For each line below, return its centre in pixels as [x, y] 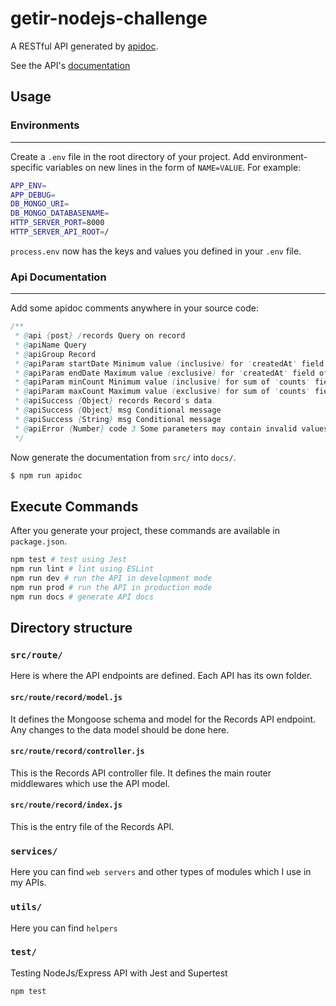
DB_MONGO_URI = [40, 204]
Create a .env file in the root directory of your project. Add [130, 156]
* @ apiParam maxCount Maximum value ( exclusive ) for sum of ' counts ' [162, 392]
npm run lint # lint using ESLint [82, 569]
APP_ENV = [28, 185]
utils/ [26, 907]
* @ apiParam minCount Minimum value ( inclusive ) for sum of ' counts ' [162, 382]
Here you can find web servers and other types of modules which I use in [161, 872]
